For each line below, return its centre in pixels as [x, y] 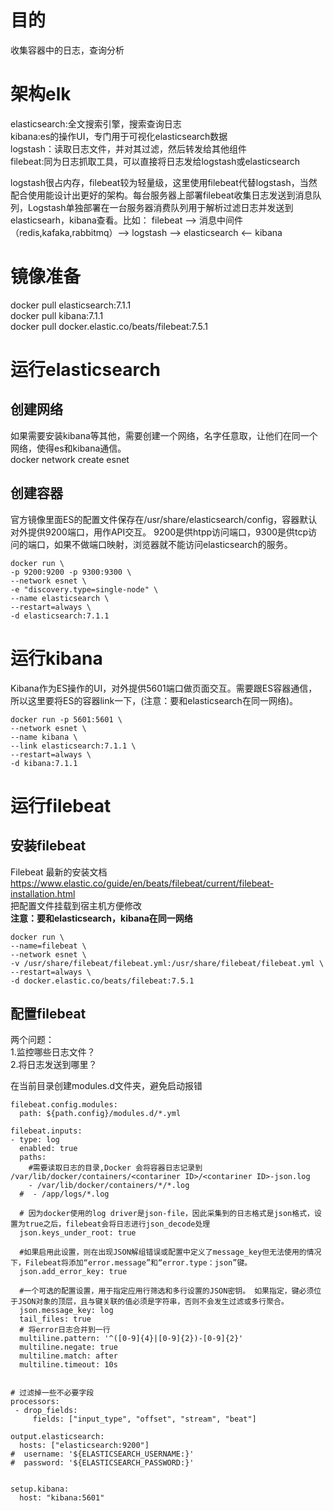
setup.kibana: [40, 1489]
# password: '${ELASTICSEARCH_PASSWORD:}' [102, 1463]
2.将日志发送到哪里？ [54, 1065]
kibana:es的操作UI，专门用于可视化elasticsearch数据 [119, 136]
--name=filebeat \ [48, 946]
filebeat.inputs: [46, 1131]
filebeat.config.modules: [64, 1105]
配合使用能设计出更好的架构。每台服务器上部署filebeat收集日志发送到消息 [161, 195]
